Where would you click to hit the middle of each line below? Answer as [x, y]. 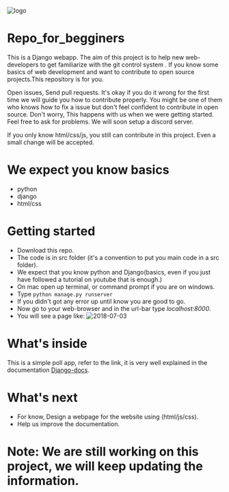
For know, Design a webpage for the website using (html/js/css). [108, 417]
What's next [43, 397]
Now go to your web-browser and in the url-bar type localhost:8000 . [114, 308]
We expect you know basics [88, 170]
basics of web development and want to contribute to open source [101, 71]
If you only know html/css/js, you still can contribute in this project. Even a [112, 134]
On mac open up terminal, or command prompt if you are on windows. [116, 286]
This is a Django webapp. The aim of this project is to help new [96, 57]
